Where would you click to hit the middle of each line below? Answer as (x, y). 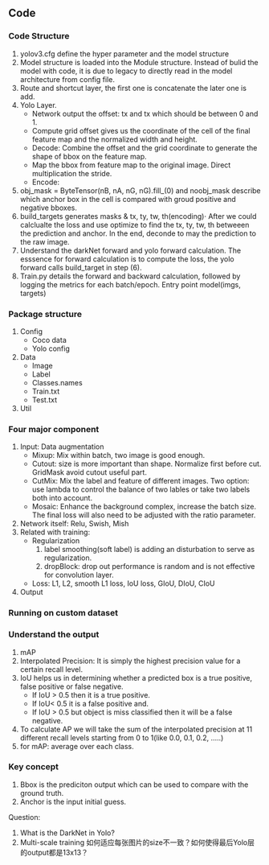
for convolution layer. (79, 575)
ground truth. (42, 793)
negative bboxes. (49, 208)
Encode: (46, 182)
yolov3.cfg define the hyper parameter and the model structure (124, 54)
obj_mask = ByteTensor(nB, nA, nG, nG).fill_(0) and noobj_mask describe (140, 190)
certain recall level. (51, 669)
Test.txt (45, 400)
